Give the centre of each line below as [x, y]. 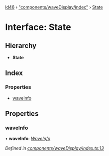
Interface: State [38, 27]
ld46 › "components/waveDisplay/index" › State [54, 7]
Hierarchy [21, 45]
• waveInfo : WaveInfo [28, 139]
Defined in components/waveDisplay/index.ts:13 [54, 148]
